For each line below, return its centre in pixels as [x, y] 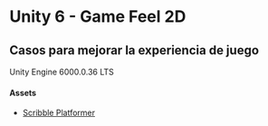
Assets [23, 92]
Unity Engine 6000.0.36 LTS [62, 72]
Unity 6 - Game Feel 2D [98, 17]
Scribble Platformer [58, 113]
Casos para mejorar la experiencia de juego [134, 50]
